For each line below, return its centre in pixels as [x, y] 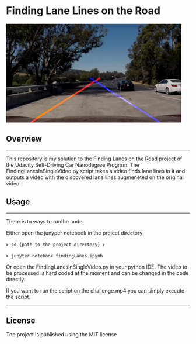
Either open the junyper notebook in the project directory [74, 233]
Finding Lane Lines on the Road [83, 11]
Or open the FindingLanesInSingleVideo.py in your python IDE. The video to [97, 267]
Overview [24, 139]
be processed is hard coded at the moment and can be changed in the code [97, 273]
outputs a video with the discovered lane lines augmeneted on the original [95, 177]
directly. [16, 279]
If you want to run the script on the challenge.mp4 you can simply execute [95, 290]
